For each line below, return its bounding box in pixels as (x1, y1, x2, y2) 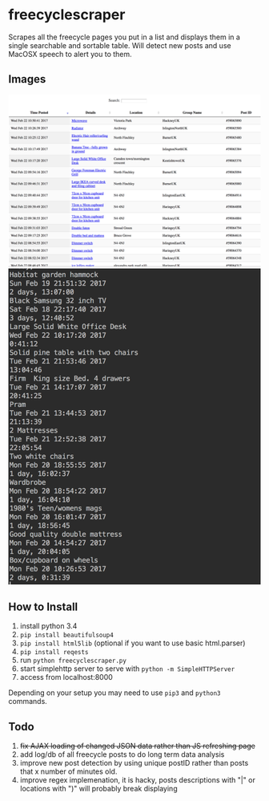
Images (8, 72, 46, 86)
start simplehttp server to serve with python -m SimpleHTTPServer (19, 664, 235, 673)
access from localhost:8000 (19, 673, 114, 682)
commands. (8, 697, 48, 706)
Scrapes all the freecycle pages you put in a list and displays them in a (8, 32, 240, 42)
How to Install (8, 600, 78, 614)
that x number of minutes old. (19, 766, 118, 776)
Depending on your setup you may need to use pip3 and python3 (8, 688, 221, 697)
